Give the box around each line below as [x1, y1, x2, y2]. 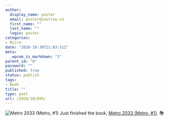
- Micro [5, 40, 22, 45]
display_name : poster [10, 12, 55, 17]
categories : [5, 36, 30, 41]
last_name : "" [10, 26, 39, 31]
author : [5, 7, 22, 13]
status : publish [5, 73, 39, 78]
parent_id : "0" [5, 59, 37, 64]
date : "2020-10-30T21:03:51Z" [5, 45, 69, 50]
